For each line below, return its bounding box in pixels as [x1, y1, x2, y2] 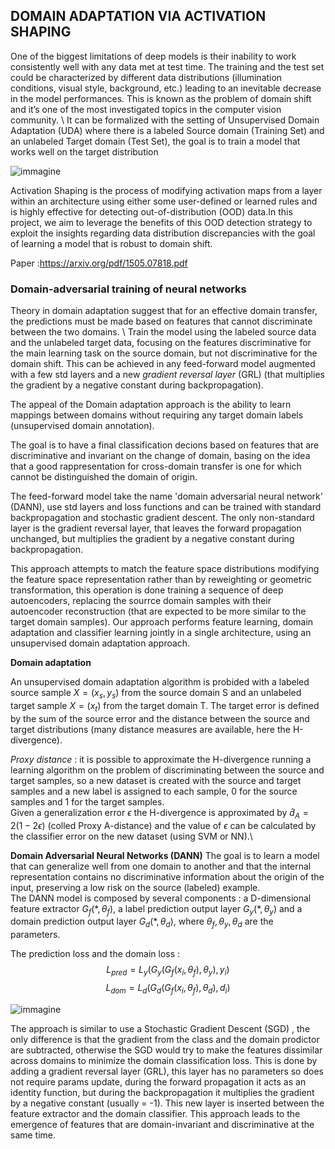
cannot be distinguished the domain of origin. [10, 471, 198, 483]
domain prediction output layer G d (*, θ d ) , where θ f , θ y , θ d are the [10, 915, 274, 930]
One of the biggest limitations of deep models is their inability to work [10, 50, 297, 62]
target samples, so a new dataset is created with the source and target [10, 774, 302, 786]
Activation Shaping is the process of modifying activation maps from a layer [10, 184, 323, 196]
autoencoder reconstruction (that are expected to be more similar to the [10, 605, 307, 618]
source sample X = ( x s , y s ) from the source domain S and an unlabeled [10, 687, 302, 701]
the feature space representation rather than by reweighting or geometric [10, 574, 313, 586]
